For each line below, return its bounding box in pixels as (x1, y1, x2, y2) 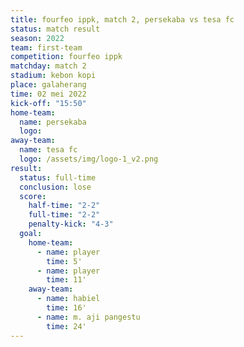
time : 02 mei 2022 (10, 89, 87, 99)
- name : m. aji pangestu (36, 312, 141, 322)
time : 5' (46, 256, 83, 266)
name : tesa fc (19, 145, 78, 155)
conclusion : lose (19, 182, 92, 192)
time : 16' (46, 303, 87, 313)
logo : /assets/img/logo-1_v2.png (19, 154, 159, 164)
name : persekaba (19, 117, 87, 127)
